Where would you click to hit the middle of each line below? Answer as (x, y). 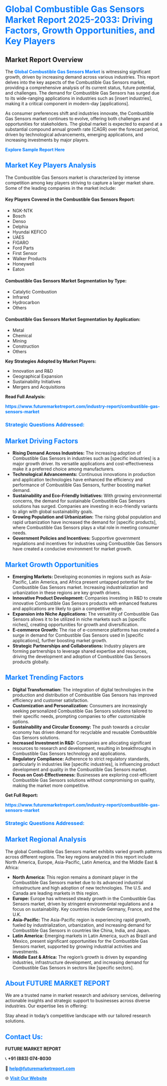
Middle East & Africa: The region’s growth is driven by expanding (80, 957)
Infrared (20, 297)
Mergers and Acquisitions (39, 387)
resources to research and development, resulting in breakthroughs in (84, 748)
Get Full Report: (22, 795)
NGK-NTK (23, 211)
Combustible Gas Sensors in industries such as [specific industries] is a (86, 458)
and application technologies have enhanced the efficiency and (78, 480)
